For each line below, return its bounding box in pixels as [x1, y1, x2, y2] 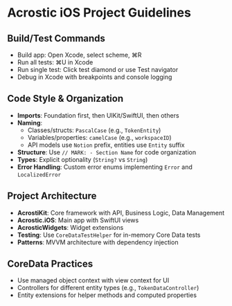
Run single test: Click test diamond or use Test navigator [17, 66, 179, 73]
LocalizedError [17, 171, 62, 178]
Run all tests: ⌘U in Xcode [17, 58, 93, 66]
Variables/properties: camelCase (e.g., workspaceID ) [27, 133, 172, 141]
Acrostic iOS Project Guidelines [7, 5, 192, 21]
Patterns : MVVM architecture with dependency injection [17, 237, 179, 246]
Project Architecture [7, 190, 97, 202]
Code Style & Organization [7, 93, 123, 105]
